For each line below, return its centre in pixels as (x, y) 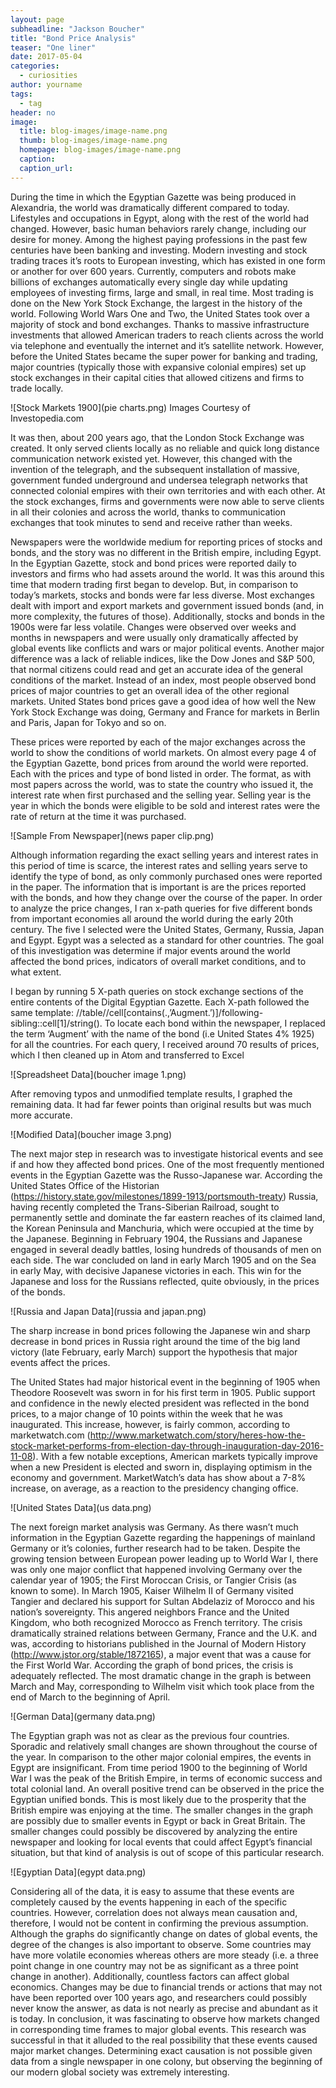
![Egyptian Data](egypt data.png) (78, 1872)
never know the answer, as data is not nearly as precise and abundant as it (164, 2008)
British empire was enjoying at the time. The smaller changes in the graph (162, 1810)
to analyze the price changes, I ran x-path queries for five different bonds (161, 908)
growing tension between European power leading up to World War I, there (164, 1558)
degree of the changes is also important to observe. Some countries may (161, 1944)
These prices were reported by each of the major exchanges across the (158, 742)
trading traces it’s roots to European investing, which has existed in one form (168, 260)
